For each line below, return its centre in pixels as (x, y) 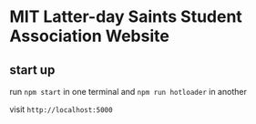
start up (32, 70)
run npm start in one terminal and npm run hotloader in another (128, 92)
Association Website (90, 36)
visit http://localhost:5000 (61, 109)
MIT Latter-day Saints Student (126, 17)
